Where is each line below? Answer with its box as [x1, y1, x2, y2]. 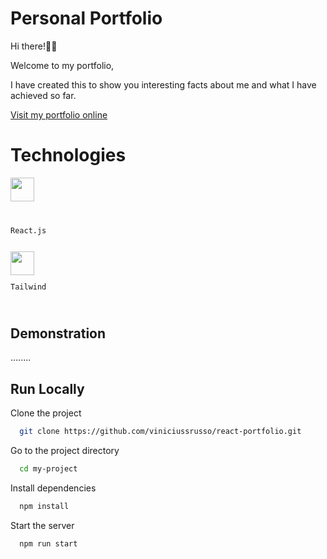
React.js [10, 225, 47, 236]
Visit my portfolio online [10, 108, 108, 121]
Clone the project [10, 407, 82, 419]
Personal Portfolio [10, 7, 163, 30]
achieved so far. [10, 89, 77, 101]
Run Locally [10, 380, 85, 397]
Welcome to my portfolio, [10, 59, 115, 71]
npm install [19, 501, 70, 511]
